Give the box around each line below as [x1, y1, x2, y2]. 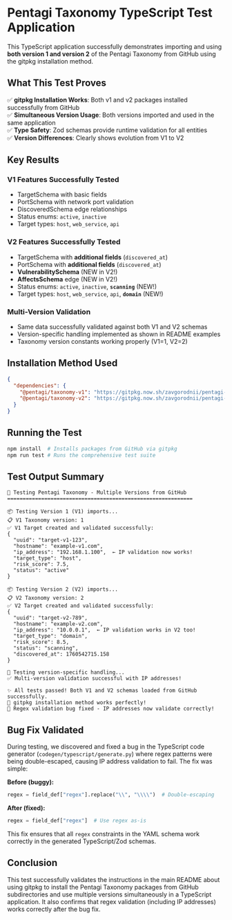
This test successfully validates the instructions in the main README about [7, 875, 220, 883]
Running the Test [7, 427, 82, 439]
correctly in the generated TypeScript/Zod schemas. [7, 837, 157, 845]
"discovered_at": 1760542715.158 [13, 651, 110, 658]
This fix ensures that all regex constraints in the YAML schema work [7, 830, 200, 838]
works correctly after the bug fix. [7, 905, 101, 913]
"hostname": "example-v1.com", [13, 543, 104, 550]
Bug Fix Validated [7, 724, 84, 736]
